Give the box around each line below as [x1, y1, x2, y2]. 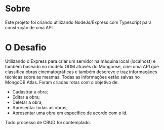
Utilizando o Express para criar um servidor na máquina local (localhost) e [5, 58, 156, 64]
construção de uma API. [5, 24, 54, 30]
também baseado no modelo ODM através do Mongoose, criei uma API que [5, 63, 159, 69]
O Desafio [5, 42, 47, 53]
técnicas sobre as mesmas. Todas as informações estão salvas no [5, 74, 140, 80]
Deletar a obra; [12, 99, 43, 105]
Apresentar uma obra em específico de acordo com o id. [12, 110, 127, 116]
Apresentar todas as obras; [12, 104, 68, 110]
